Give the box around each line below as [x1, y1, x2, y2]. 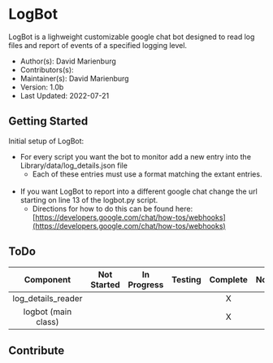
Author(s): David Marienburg [19, 56, 116, 66]
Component [24, 273, 71, 285]
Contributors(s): [19, 64, 75, 74]
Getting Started [8, 115, 89, 129]
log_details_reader [12, 292, 83, 304]
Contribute [8, 343, 65, 357]
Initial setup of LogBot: [8, 136, 84, 146]
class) [36, 316, 59, 327]
